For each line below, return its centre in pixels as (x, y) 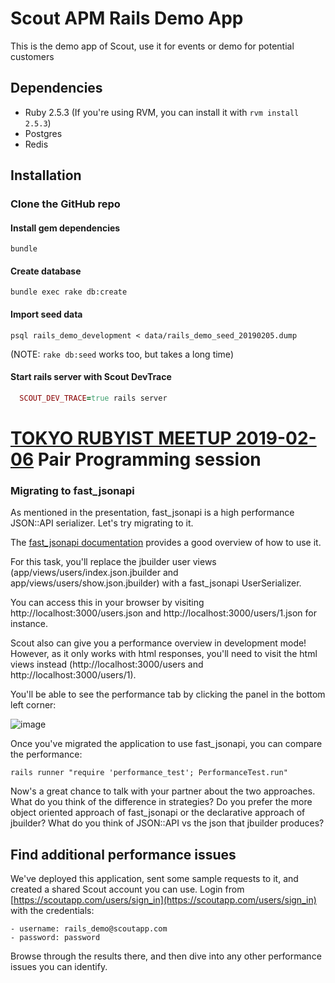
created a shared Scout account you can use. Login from (127, 889)
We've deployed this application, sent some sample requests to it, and (154, 879)
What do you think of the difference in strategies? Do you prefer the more (161, 802)
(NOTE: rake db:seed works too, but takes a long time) (122, 354)
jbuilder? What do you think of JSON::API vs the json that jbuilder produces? (167, 823)
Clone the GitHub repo (65, 204)
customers (32, 56)
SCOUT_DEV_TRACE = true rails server (93, 398)
